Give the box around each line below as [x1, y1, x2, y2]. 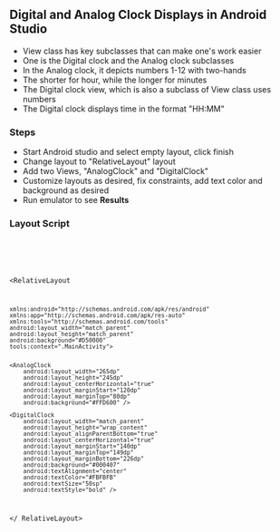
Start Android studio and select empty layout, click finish [22, 147, 234, 158]
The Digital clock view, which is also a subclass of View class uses [22, 83, 272, 94]
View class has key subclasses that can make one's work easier [22, 45, 262, 56]
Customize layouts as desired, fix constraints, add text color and [22, 176, 263, 187]
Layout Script [9, 218, 70, 230]
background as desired [22, 185, 110, 196]
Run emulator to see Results [22, 195, 130, 206]
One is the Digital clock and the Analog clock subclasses [22, 54, 235, 66]
